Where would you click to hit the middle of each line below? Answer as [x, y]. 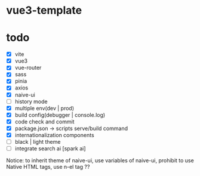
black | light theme [38, 141]
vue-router [28, 68]
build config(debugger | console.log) [60, 115]
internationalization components [54, 135]
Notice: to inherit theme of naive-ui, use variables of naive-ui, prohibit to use [100, 160]
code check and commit [44, 121]
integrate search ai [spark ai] [50, 149]
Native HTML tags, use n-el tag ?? [48, 167]
